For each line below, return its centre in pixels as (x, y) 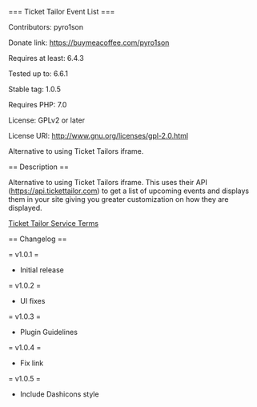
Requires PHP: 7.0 (38, 105)
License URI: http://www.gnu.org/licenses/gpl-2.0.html (98, 136)
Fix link (32, 363)
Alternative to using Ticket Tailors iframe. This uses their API (108, 182)
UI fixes (32, 301)
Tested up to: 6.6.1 (38, 74)
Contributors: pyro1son (46, 27)
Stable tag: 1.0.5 (35, 89)
